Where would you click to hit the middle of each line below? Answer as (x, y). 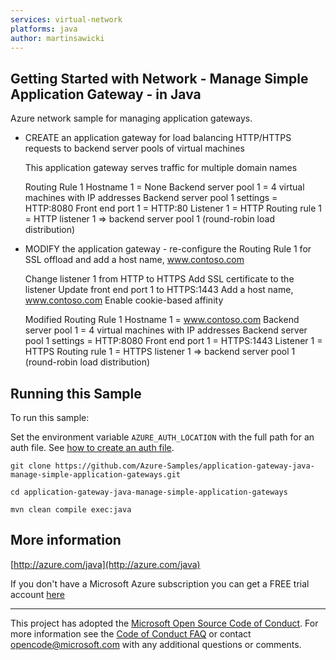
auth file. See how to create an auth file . (92, 447)
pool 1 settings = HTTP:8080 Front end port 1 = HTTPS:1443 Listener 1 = (173, 341)
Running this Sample (76, 393)
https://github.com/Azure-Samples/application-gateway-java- (184, 466)
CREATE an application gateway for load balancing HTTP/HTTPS (158, 138)
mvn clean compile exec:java (71, 510)
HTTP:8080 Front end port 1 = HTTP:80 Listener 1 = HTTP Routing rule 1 (173, 208)
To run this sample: (50, 417)
